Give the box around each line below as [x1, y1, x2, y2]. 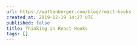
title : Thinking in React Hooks [6, 25, 88, 32]
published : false [6, 20, 50, 26]
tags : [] [6, 31, 28, 37]
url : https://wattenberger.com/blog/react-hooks [6, 8, 132, 15]
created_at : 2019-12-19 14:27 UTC [6, 14, 94, 20]
